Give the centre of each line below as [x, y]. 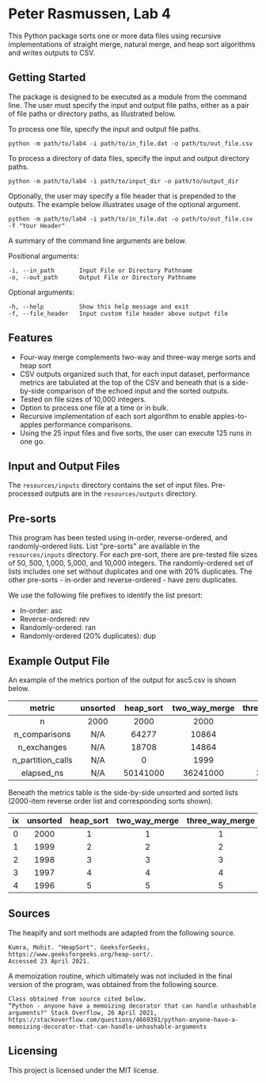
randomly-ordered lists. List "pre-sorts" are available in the [104, 546]
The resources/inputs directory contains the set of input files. [109, 486]
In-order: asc [41, 611]
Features [30, 338]
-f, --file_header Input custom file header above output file [118, 313]
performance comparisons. [88, 424]
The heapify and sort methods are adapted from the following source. [122, 932]
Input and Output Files [64, 466]
